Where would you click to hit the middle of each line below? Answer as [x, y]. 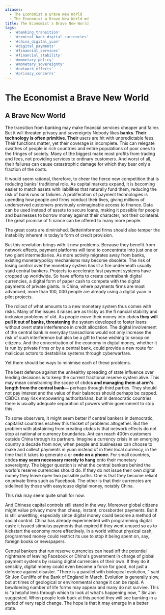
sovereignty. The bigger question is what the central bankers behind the [78, 465]
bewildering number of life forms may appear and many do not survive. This [82, 587]
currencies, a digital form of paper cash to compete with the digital [73, 281]
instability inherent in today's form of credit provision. [59, 235]
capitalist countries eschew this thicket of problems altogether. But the [77, 423]
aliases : [14, 10]
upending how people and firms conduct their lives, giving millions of [75, 200]
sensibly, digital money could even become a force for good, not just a [76, 566]
